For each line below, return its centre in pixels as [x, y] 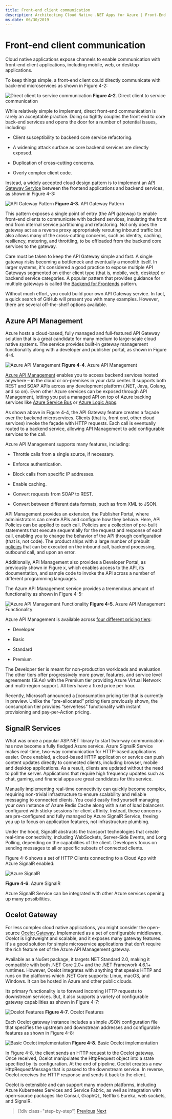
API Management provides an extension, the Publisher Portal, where [77, 514]
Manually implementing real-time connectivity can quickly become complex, [86, 789]
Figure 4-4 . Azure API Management [99, 365]
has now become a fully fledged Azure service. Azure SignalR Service [79, 746]
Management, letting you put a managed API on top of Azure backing [78, 397]
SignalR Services [33, 728]
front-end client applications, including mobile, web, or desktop [72, 65]
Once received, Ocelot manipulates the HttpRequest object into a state [80, 1058]
